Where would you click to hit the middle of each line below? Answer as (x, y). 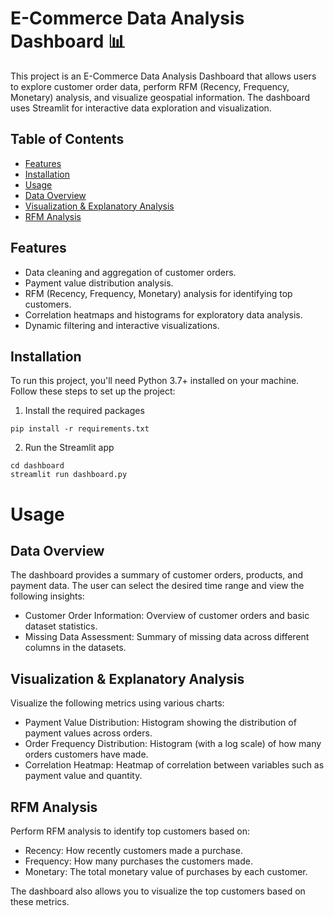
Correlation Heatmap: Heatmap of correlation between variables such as (174, 765)
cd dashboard (37, 466)
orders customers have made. (86, 754)
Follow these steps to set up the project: (93, 391)
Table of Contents (67, 139)
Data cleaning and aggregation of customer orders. (130, 272)
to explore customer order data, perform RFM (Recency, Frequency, (150, 86)
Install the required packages (84, 411)
